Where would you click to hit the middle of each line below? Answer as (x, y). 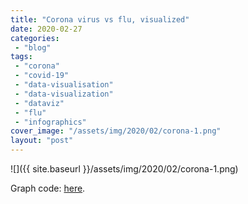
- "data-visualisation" (64, 85)
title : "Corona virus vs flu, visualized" (100, 19)
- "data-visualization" (64, 94)
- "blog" (33, 47)
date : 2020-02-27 (46, 29)
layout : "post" (42, 141)
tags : (21, 57)
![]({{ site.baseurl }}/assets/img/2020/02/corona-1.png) (124, 169)
